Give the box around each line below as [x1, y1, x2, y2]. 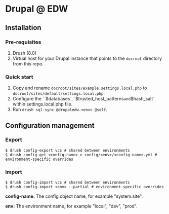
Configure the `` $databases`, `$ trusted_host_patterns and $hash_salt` [12, 96, 155, 102]
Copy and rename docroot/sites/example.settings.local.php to [12, 85, 148, 91]
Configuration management [5, 121, 95, 130]
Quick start [5, 73, 34, 80]
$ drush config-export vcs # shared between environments [5, 148, 130, 153]
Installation [5, 23, 41, 32]
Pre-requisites [5, 39, 41, 46]
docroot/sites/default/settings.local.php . [12, 90, 105, 96]
